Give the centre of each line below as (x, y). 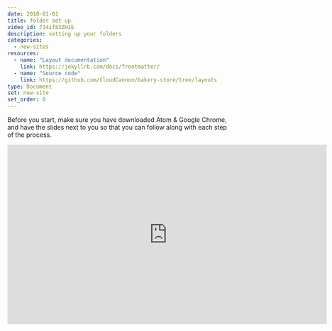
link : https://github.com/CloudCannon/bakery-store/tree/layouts (119, 80)
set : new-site (28, 93)
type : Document (30, 86)
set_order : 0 (27, 100)
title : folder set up (39, 21)
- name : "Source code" (47, 73)
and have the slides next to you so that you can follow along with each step (117, 127)
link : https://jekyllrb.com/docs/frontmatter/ (90, 67)
